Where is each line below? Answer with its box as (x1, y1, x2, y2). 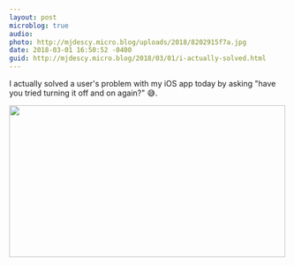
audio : (9, 29, 34, 38)
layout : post (9, 12, 57, 22)
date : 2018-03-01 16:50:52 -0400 (9, 46, 132, 55)
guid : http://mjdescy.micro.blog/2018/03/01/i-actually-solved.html (9, 54, 267, 63)
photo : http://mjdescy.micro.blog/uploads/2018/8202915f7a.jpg (9, 37, 247, 47)
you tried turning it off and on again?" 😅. (9, 87, 158, 98)
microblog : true (9, 21, 69, 30)
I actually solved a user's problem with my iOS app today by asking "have (9, 79, 276, 88)
